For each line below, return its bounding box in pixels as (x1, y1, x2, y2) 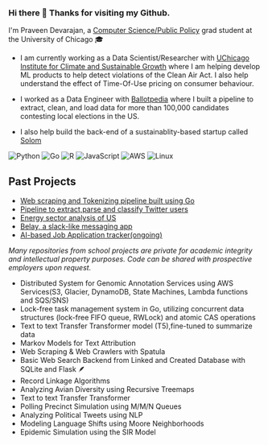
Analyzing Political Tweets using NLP (19, 410, 143, 420)
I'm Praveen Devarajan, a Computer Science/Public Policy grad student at (8, 26, 253, 35)
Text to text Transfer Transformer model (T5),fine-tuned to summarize (19, 321, 253, 331)
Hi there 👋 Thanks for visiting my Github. (8, 7, 171, 19)
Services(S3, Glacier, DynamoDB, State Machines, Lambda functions (19, 287, 248, 297)
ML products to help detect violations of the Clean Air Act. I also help (19, 70, 249, 80)
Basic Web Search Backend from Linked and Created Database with (19, 356, 245, 365)
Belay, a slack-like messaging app (19, 221, 133, 232)
